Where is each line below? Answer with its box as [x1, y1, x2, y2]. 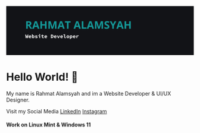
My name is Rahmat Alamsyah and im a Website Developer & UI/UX [6, 90, 171, 97]
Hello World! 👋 [6, 71, 79, 84]
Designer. [6, 96, 30, 103]
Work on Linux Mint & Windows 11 [6, 121, 91, 128]
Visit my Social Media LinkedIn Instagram [6, 107, 107, 115]
